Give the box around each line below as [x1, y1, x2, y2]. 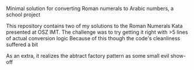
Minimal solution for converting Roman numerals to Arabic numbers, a [6, 5, 174, 12]
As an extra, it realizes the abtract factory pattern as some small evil [6, 52, 170, 59]
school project [6, 11, 41, 18]
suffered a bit [6, 41, 38, 48]
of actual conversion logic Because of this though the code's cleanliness [6, 35, 181, 41]
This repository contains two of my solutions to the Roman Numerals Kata [6, 23, 183, 29]
